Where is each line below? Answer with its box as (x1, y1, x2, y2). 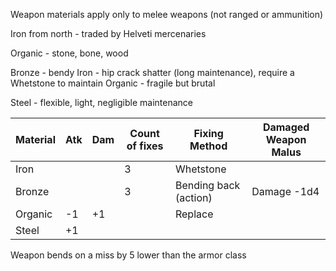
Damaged (262, 120, 310, 134)
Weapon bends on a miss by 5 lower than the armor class (10, 249, 247, 261)
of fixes (126, 139, 164, 153)
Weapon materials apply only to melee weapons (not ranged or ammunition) (10, 9, 324, 20)
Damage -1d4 (251, 185, 320, 198)
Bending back (174, 179, 241, 192)
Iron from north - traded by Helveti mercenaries (10, 28, 207, 39)
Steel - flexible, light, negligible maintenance (10, 97, 193, 108)
